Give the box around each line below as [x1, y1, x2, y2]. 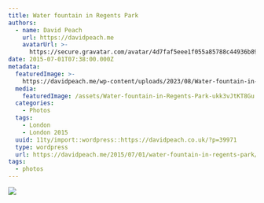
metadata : [8, 63, 41, 71]
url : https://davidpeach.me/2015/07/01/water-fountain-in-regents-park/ [15, 150, 258, 158]
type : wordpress [15, 143, 68, 151]
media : [15, 84, 37, 93]
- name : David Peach [15, 26, 82, 34]
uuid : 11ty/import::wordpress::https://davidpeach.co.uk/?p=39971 [15, 135, 237, 144]
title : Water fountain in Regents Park [8, 11, 139, 20]
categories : [15, 99, 55, 107]
